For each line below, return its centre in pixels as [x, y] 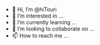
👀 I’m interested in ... [38, 16]
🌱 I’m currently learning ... [44, 22]
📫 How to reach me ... [40, 36]
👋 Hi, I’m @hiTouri [34, 9]
